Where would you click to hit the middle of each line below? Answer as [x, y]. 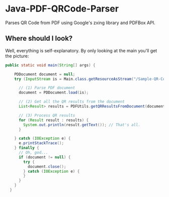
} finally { [27, 148]
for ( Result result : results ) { [54, 120]
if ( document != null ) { [45, 157]
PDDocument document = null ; [45, 74]
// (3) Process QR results [47, 115]
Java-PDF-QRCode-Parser [62, 9]
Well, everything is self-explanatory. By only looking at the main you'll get [81, 50]
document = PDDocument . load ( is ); [54, 93]
